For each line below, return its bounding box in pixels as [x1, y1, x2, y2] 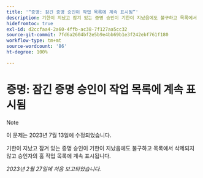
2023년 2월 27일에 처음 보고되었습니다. [6, 165, 101, 172]
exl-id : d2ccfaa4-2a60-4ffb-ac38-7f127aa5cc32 [6, 26, 128, 33]
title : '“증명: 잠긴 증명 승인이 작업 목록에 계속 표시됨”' [6, 9, 139, 15]
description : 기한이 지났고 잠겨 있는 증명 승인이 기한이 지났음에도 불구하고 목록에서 [6, 15, 197, 21]
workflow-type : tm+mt [6, 37, 62, 44]
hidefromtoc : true [6, 20, 53, 26]
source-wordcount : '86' [6, 44, 67, 50]
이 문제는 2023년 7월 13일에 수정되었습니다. [6, 131, 112, 139]
